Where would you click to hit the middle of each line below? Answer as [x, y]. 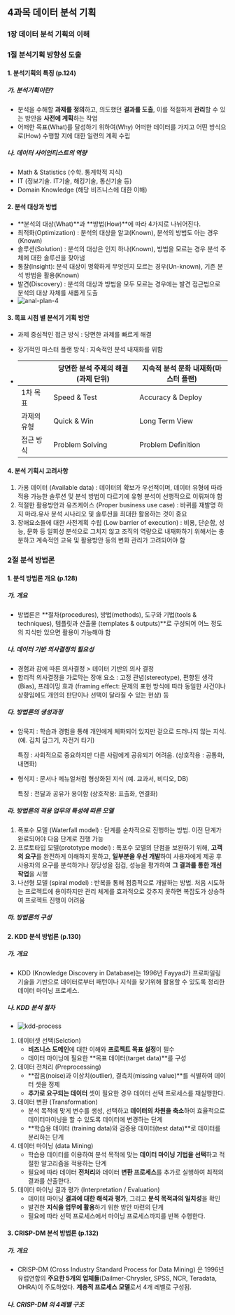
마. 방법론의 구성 [30, 917]
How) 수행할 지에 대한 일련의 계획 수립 [78, 135]
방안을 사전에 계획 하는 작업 [61, 118]
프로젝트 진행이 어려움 [55, 900]
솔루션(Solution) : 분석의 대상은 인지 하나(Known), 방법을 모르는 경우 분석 [118, 248]
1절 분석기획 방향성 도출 [44, 55]
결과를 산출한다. [49, 1180]
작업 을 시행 [33, 874]
